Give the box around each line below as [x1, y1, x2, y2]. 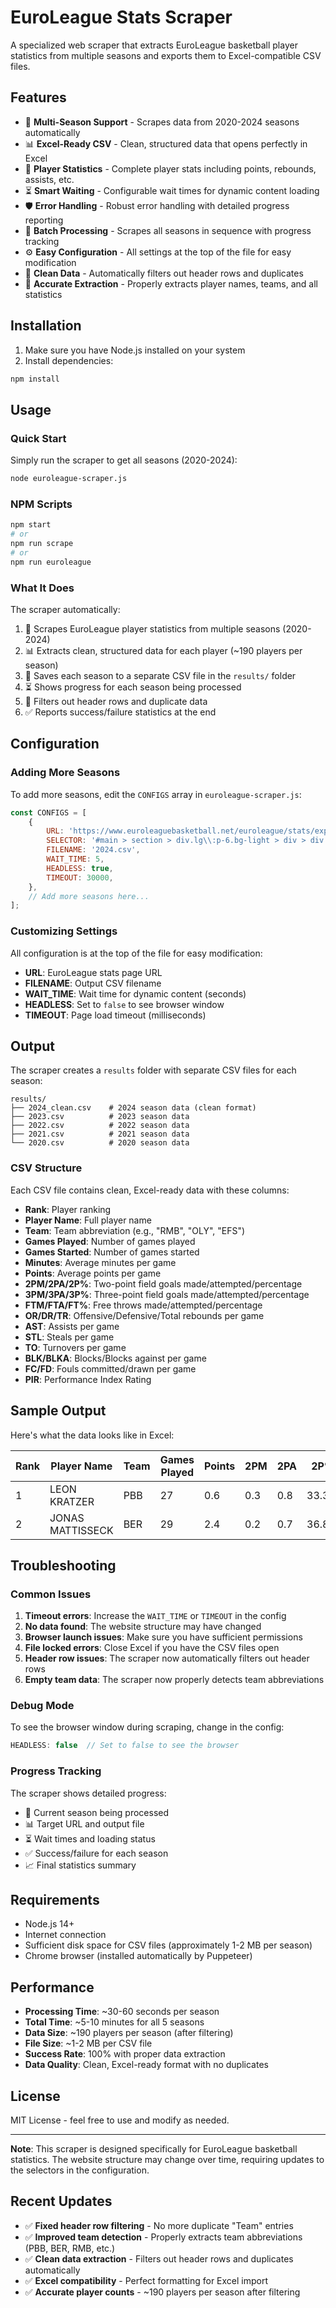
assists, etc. [24, 173, 75, 185]
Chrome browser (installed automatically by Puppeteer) [24, 1950, 253, 1962]
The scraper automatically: [10, 603, 121, 615]
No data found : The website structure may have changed [24, 1621, 262, 1633]
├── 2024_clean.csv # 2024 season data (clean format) [10, 1103, 257, 1113]
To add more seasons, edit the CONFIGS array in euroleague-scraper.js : [10, 788, 302, 800]
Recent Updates [10, 2193, 113, 2210]
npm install [10, 374, 60, 384]
